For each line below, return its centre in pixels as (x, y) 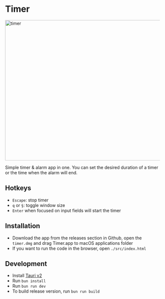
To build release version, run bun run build (56, 291)
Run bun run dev (29, 286)
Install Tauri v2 (27, 276)
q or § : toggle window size (39, 205)
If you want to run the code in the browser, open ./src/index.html (79, 248)
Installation (23, 226)
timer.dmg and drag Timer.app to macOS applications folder (73, 243)
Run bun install (29, 281)
